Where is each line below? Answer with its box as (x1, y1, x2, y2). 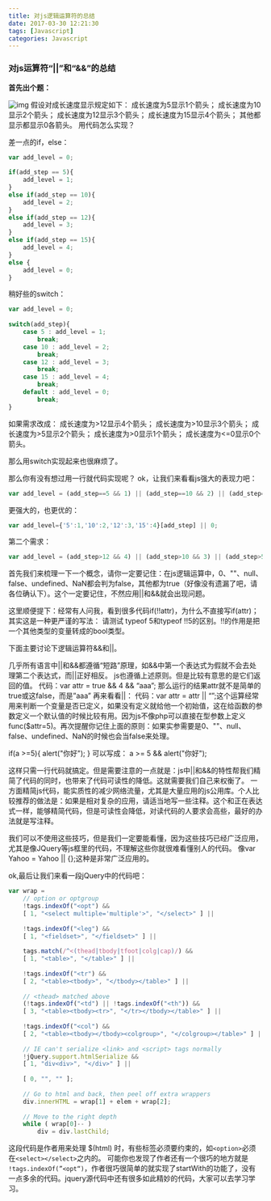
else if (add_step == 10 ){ (8, 191, 95, 199)
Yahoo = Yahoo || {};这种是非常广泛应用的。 (8, 854, 154, 864)
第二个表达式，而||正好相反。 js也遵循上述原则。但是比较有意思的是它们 (15, 670, 254, 680)
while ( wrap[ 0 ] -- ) (23, 1120, 92, 1128)
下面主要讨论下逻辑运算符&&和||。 (8, 644, 122, 653)
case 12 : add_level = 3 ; (23, 357, 110, 366)
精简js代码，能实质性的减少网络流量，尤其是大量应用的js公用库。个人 (22, 786, 252, 796)
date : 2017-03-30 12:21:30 (8, 19, 99, 27)
